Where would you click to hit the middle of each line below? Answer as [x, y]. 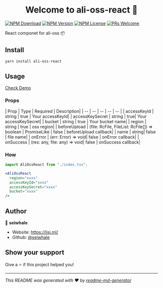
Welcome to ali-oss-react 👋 [81, 10]
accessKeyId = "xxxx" [29, 182]
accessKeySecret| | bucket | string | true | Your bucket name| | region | [76, 121]
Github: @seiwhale [31, 237]
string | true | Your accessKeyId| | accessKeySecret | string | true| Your [76, 116]
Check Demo [18, 88]
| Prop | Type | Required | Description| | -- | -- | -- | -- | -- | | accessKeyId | [79, 111]
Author [16, 211]
